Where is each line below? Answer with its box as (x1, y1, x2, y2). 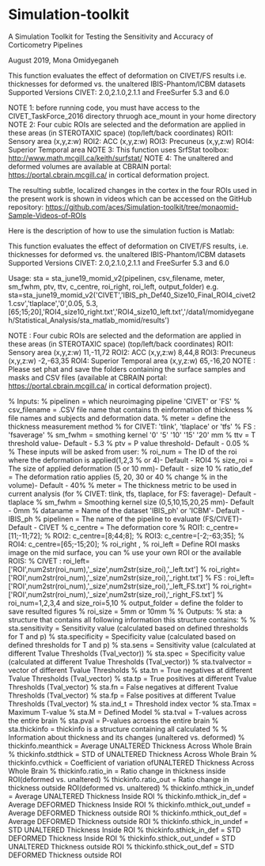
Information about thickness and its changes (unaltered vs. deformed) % (8, 732, 245, 742)
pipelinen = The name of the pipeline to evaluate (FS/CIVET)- (43, 514, 243, 524)
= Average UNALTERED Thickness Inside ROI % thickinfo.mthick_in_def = (8, 791, 248, 800)
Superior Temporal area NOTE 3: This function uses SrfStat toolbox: (8, 145, 229, 154)
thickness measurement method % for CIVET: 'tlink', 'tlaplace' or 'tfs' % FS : (8, 422, 256, 431)
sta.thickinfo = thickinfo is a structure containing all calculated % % (8, 724, 228, 733)
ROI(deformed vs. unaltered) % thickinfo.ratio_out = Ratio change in (8, 774, 229, 784)
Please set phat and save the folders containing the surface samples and (8, 364, 246, 373)
